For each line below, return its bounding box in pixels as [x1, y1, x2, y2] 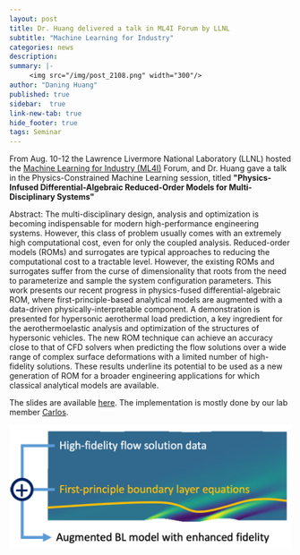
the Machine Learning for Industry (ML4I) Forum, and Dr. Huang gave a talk [9, 163, 287, 174]
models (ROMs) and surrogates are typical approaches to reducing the [9, 247, 270, 258]
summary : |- [9, 62, 54, 71]
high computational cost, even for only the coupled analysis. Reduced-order [9, 237, 290, 248]
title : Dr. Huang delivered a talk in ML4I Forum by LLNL [9, 23, 230, 33]
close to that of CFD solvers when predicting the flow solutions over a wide [9, 342, 287, 353]
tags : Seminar [9, 128, 63, 137]
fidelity [9, 361, 35, 371]
